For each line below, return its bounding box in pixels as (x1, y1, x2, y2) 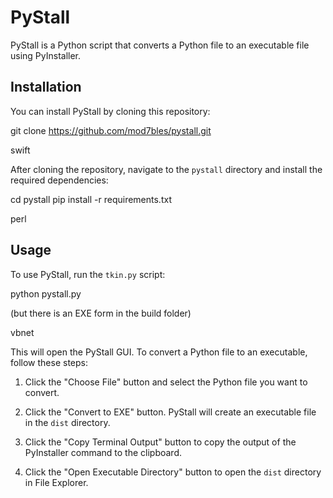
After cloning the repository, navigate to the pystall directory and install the (10, 163, 323, 175)
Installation (10, 79, 82, 96)
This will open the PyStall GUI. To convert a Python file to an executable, (10, 346, 308, 358)
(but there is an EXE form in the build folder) (10, 307, 192, 319)
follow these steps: (10, 356, 88, 368)
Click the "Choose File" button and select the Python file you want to (24, 376, 308, 388)
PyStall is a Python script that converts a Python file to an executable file (10, 39, 310, 51)
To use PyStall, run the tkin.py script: (10, 268, 166, 280)
